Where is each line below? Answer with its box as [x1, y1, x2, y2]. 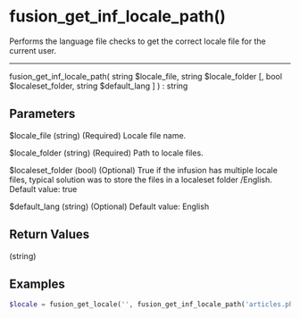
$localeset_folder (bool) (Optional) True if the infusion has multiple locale [9, 164, 279, 175]
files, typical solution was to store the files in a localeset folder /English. [9, 174, 272, 185]
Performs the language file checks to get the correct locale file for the [9, 36, 266, 46]
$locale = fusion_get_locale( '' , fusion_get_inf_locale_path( [9, 300, 246, 309]
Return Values [9, 227, 90, 242]
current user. [9, 45, 57, 55]
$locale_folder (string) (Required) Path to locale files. [9, 147, 204, 158]
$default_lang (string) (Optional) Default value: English [9, 201, 210, 212]
